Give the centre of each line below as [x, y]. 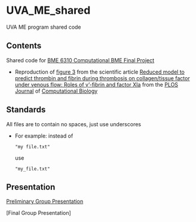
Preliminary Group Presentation [45, 202]
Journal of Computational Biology [56, 91]
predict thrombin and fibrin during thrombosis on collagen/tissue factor [102, 78]
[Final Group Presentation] [39, 213]
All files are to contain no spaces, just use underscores [74, 124]
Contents [24, 46]
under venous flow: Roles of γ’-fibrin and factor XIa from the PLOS [96, 84]
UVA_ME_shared [48, 10]
